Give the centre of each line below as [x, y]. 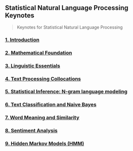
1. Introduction [22, 40]
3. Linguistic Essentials [33, 66]
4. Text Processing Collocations [43, 78]
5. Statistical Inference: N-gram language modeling [66, 91]
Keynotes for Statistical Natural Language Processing [70, 27]
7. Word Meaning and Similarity [42, 118]
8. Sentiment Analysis [31, 131]
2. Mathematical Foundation [39, 53]
